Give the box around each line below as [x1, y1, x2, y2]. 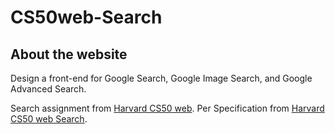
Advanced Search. [10, 83, 87, 95]
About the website [10, 46, 128, 63]
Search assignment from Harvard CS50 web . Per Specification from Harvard [10, 102, 325, 114]
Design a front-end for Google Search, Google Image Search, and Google [10, 72, 313, 84]
